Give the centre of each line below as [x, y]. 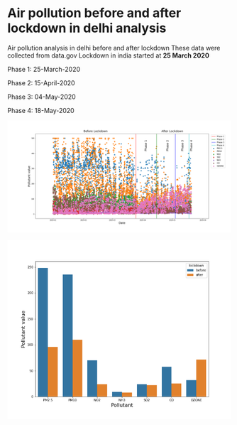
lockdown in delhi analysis [87, 28]
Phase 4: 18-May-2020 [41, 110]
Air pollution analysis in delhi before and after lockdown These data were [114, 48]
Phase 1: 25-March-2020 [44, 69]
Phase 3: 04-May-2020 [42, 97]
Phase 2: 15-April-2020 [42, 82]
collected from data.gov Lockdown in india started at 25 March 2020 [108, 55]
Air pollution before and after [94, 13]
